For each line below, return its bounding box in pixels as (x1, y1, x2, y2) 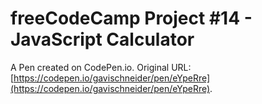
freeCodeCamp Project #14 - (10, 7, 253, 30)
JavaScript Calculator (10, 28, 195, 51)
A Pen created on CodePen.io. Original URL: (10, 61, 192, 73)
